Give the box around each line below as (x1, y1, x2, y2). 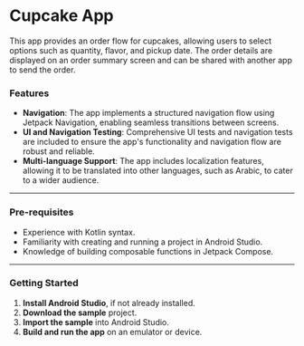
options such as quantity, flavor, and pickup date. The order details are (9, 44, 273, 55)
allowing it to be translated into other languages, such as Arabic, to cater (22, 165, 294, 177)
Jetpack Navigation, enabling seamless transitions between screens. (22, 117, 280, 128)
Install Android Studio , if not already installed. (22, 297, 196, 308)
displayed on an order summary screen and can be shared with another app (9, 54, 292, 65)
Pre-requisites (9, 206, 74, 218)
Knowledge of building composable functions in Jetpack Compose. (22, 245, 274, 256)
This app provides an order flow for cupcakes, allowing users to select (9, 35, 272, 46)
